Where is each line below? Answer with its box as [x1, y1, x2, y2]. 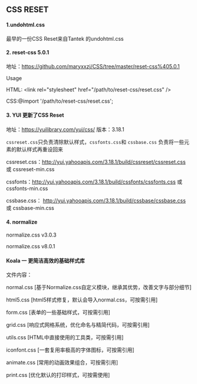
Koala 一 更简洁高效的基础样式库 [6, 257, 85, 264]
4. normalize [6, 218, 38, 225]
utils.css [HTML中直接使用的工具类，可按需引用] [6, 334, 124, 341]
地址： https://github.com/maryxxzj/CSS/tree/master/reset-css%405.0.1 [6, 63, 180, 70]
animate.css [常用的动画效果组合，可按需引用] [6, 359, 119, 366]
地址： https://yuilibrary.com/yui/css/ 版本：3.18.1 [6, 126, 125, 133]
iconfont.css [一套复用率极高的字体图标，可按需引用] [6, 346, 134, 353]
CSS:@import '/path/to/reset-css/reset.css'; [6, 97, 113, 104]
